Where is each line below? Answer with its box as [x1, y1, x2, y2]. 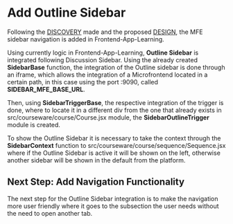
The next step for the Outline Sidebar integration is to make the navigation [7, 194, 218, 203]
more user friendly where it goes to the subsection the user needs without [7, 202, 220, 210]
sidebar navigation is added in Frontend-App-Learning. [7, 35, 164, 43]
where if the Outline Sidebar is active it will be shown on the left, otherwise [7, 149, 221, 157]
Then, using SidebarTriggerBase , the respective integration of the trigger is [7, 98, 224, 106]
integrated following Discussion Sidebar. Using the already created [7, 55, 198, 64]
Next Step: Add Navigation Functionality [7, 176, 185, 188]
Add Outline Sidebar [7, 5, 126, 21]
